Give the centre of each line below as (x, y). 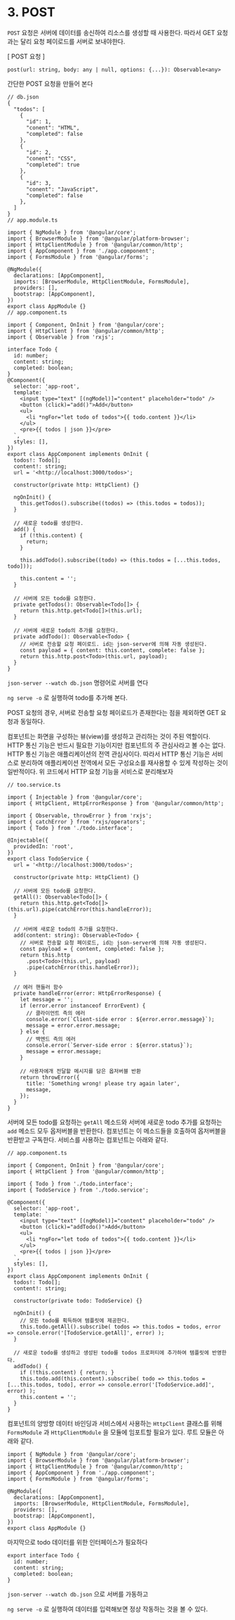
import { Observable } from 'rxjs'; (61, 337)
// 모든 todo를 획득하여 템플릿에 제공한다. (75, 1320)
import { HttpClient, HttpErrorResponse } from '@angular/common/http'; (116, 803)
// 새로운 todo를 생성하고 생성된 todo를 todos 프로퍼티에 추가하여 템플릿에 (111, 1353)
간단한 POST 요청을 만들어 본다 (50, 83)
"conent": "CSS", (51, 158)
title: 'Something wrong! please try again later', (103, 1083)
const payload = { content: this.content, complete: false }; (113, 650)
